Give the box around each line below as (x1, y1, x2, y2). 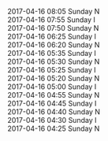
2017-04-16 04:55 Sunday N (7, 91, 100, 99)
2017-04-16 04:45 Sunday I (7, 98, 97, 108)
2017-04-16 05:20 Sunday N (7, 74, 100, 83)
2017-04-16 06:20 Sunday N (7, 40, 100, 50)
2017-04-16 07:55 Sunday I (7, 15, 95, 24)
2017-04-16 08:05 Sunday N (7, 7, 100, 16)
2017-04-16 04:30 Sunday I (7, 116, 97, 124)
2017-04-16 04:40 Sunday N (7, 107, 100, 117)
